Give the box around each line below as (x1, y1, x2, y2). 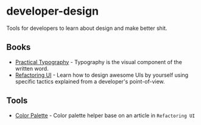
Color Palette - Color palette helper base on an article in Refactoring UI (15, 112, 196, 119)
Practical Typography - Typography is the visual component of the (15, 58, 183, 65)
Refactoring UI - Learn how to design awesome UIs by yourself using (15, 71, 189, 79)
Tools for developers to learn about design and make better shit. (6, 24, 167, 32)
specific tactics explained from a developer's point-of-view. (15, 77, 166, 85)
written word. (15, 65, 49, 72)
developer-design (6, 4, 99, 18)
